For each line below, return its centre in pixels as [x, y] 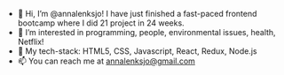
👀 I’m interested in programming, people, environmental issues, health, [147, 32]
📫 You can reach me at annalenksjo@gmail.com [106, 61]
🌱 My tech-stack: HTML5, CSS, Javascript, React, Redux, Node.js [137, 51]
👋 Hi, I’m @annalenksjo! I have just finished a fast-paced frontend [137, 14]
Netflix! [31, 41]
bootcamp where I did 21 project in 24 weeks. [101, 23]
